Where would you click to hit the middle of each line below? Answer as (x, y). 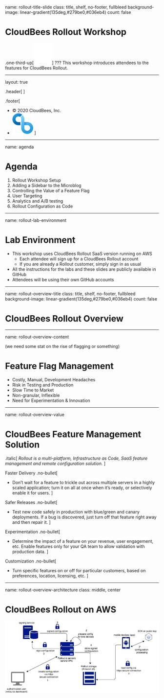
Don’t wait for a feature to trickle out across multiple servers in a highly (83, 482)
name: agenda (20, 147)
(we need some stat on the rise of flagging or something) (62, 346)
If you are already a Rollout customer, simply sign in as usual (80, 264)
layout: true (17, 82)
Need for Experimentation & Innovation (51, 400)
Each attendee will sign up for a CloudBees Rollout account (79, 258)
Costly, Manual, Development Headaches (54, 379)
